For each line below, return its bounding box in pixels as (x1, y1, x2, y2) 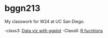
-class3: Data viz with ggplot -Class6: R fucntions (4, 28, 103, 33)
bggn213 (4, 3, 40, 14)
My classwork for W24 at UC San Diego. (4, 19, 85, 24)
